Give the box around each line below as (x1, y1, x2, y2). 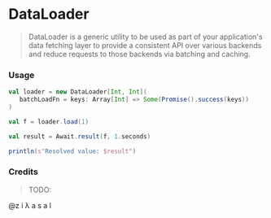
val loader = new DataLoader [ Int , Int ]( (8, 88, 148, 96)
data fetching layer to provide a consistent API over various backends (28, 40, 262, 50)
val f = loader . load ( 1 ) (8, 117, 90, 126)
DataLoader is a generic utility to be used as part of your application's (28, 32, 263, 41)
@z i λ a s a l (8, 200, 51, 210)
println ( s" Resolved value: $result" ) (8, 147, 137, 155)
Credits (8, 166, 38, 177)
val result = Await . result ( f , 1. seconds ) (8, 132, 151, 141)
